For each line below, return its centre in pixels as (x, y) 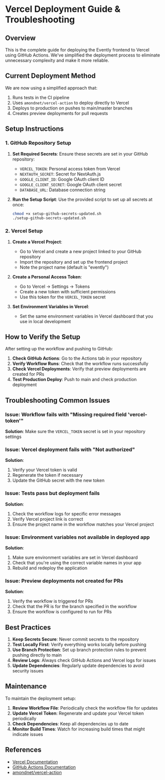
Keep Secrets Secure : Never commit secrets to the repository (76, 639)
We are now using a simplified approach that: (51, 88)
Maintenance (26, 687)
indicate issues (27, 734)
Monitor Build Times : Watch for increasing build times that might (79, 729)
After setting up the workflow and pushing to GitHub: (59, 349)
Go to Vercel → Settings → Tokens (55, 286)
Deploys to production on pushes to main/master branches (72, 108)
